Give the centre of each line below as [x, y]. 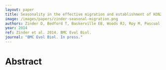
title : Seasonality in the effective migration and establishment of [78, 14]
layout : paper [20, 10]
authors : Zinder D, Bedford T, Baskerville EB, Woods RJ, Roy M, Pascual [83, 23]
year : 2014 [16, 28]
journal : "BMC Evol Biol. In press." [44, 37]
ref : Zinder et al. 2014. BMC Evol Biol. [48, 33]
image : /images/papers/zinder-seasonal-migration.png [62, 19]
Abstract [23, 62]
